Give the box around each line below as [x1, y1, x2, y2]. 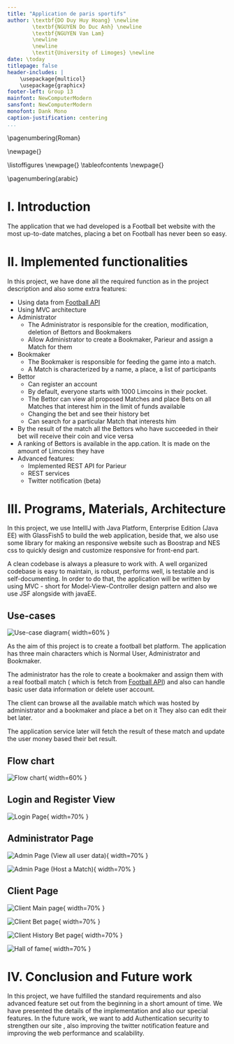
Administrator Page [7, 833, 94, 845]
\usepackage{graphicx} [20, 82, 86, 89]
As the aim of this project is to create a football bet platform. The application [7, 642, 227, 651]
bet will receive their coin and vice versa [17, 432, 134, 440]
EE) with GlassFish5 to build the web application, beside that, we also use [7, 531, 219, 539]
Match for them [27, 342, 73, 351]
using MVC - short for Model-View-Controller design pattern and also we [7, 582, 218, 591]
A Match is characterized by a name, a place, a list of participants [27, 365, 217, 373]
